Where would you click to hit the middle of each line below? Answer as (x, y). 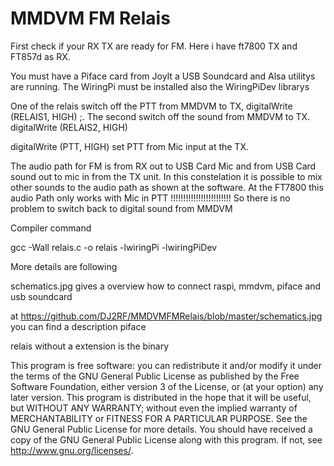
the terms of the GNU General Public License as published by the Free (155, 376)
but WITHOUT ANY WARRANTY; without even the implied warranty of (154, 408)
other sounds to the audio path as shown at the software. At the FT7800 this (167, 187)
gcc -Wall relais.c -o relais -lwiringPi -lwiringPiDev (114, 247)
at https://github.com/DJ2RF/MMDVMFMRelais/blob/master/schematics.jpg (166, 316)
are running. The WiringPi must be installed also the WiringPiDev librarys (160, 86)
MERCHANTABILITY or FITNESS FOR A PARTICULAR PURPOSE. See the (159, 418)
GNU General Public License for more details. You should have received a (161, 429)
